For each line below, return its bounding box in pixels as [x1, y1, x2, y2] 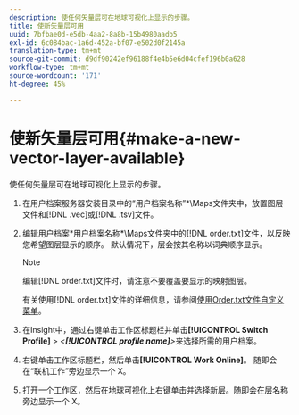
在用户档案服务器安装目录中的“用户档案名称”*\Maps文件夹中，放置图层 [21, 197, 284, 208]
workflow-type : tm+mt [9, 63, 90, 72]
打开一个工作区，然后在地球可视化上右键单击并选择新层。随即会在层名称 [21, 385, 288, 395]
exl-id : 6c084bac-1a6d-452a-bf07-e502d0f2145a [9, 37, 186, 47]
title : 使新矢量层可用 [9, 21, 85, 30]
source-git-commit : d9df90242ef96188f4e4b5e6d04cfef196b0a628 [9, 54, 245, 63]
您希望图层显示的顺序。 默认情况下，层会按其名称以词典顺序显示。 [21, 238, 268, 250]
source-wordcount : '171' [9, 71, 102, 80]
